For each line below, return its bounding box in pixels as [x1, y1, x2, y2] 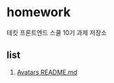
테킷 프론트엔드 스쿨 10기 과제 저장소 [6, 28, 107, 37]
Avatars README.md [16, 68, 78, 76]
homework [6, 4, 71, 20]
